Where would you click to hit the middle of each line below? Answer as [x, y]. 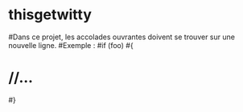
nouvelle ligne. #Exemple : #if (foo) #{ [71, 45]
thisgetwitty [50, 15]
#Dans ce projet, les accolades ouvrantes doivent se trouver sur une [122, 37]
